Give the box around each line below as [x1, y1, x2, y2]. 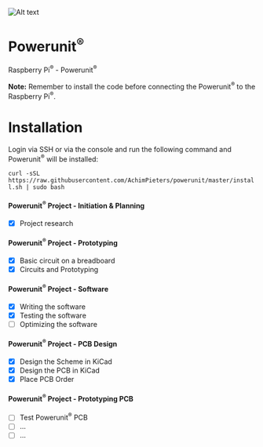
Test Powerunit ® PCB [19, 412, 88, 423]
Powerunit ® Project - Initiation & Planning [8, 200, 145, 211]
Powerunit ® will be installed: [8, 153, 99, 164]
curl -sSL [8, 169, 41, 177]
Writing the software [19, 302, 86, 311]
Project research [19, 218, 74, 227]
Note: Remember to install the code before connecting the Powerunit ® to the [8, 80, 256, 91]
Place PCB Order [19, 374, 75, 383]
